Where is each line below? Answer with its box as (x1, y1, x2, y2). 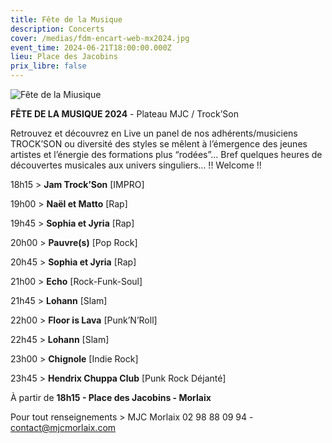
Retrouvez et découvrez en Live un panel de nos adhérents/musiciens (10, 127, 298, 139)
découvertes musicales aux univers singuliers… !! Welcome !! (10, 159, 262, 171)
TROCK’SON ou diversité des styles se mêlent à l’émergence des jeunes (10, 138, 308, 150)
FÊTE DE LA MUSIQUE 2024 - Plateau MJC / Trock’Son (10, 108, 239, 120)
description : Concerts (10, 24, 105, 34)
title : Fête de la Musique (10, 14, 123, 25)
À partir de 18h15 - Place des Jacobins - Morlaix (10, 392, 212, 403)
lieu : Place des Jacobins (10, 52, 118, 62)
